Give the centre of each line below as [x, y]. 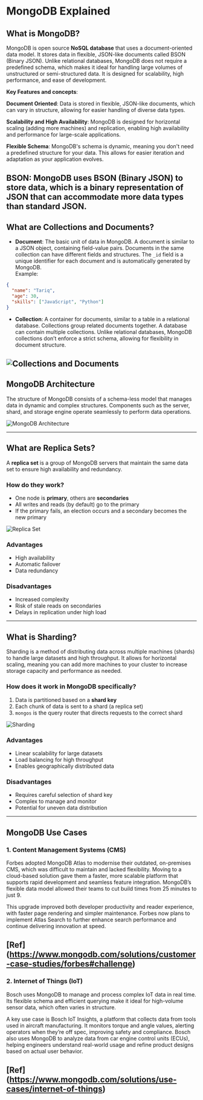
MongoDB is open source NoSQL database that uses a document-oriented [99, 48]
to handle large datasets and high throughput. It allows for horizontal [92, 658]
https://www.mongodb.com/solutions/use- [93, 1079]
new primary [31, 517]
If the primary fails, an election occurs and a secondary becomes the [101, 511]
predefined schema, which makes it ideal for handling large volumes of [95, 67]
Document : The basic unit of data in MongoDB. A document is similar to [105, 242]
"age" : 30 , [25, 296]
